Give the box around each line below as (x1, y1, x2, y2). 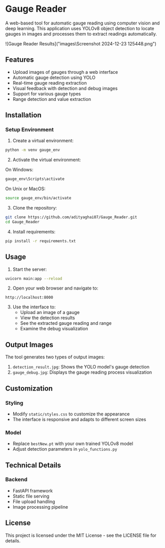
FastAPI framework (12, 487, 53, 493)
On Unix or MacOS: (5, 186, 46, 192)
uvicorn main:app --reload (5, 276, 62, 281)
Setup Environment (5, 126, 54, 133)
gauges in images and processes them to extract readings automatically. (5, 31, 157, 37)
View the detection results (20, 315, 75, 321)
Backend (5, 476, 28, 483)
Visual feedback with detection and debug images (12, 85, 118, 91)
